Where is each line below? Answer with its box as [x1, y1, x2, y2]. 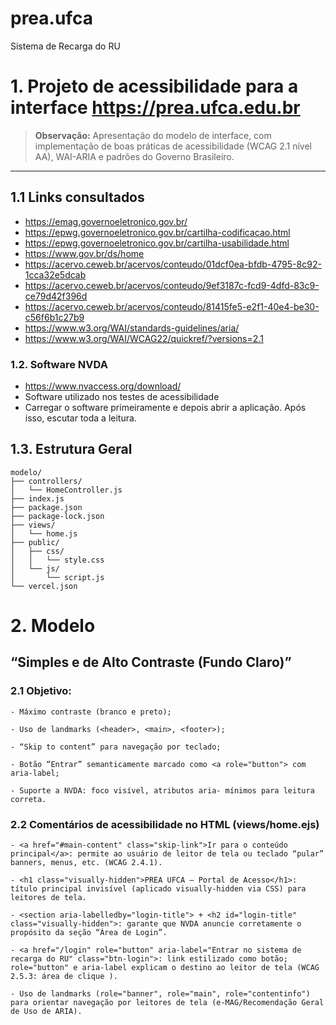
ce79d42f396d [24, 290, 88, 302]
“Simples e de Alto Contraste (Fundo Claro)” [10, 654, 292, 671]
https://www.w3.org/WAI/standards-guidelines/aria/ [24, 322, 240, 334]
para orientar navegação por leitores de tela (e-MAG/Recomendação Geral [10, 997, 325, 1007]
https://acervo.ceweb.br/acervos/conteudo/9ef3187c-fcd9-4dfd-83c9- [24, 279, 320, 291]
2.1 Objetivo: [10, 684, 72, 698]
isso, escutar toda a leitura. [24, 412, 137, 424]
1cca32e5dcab [24, 268, 87, 281]
